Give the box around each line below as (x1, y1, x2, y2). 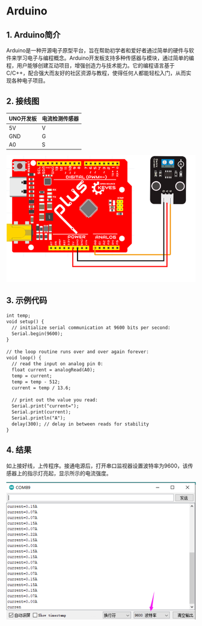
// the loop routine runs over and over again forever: (6, 348, 149, 355)
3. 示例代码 (6, 295, 47, 305)
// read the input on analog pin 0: (11, 360, 103, 367)
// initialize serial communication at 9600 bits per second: (11, 324, 171, 331)
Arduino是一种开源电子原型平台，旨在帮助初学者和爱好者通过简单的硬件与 (6, 47, 189, 54)
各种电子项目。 (11, 77, 49, 84)
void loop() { (6, 354, 42, 361)
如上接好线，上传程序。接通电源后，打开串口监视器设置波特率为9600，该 (6, 462, 188, 469)
